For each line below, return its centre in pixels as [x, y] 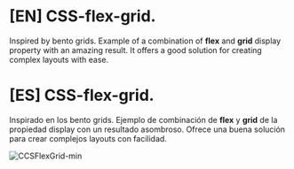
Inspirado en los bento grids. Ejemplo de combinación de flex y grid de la [143, 119]
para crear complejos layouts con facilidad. [88, 138]
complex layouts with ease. [59, 59]
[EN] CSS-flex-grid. [83, 16]
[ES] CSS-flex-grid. [82, 96]
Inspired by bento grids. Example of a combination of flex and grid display [145, 41]
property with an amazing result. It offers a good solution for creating [135, 50]
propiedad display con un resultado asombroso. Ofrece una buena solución [147, 129]
